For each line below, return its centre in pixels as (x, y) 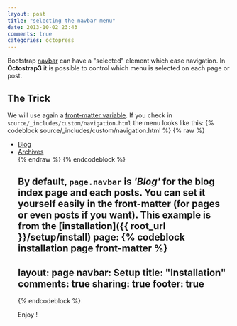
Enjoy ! (27, 315)
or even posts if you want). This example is (114, 215)
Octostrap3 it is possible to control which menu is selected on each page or (118, 68)
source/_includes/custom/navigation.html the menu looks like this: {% (111, 122)
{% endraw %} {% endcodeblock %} (72, 159)
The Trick (29, 98)
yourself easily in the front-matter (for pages (119, 204)
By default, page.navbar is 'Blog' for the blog (116, 182)
